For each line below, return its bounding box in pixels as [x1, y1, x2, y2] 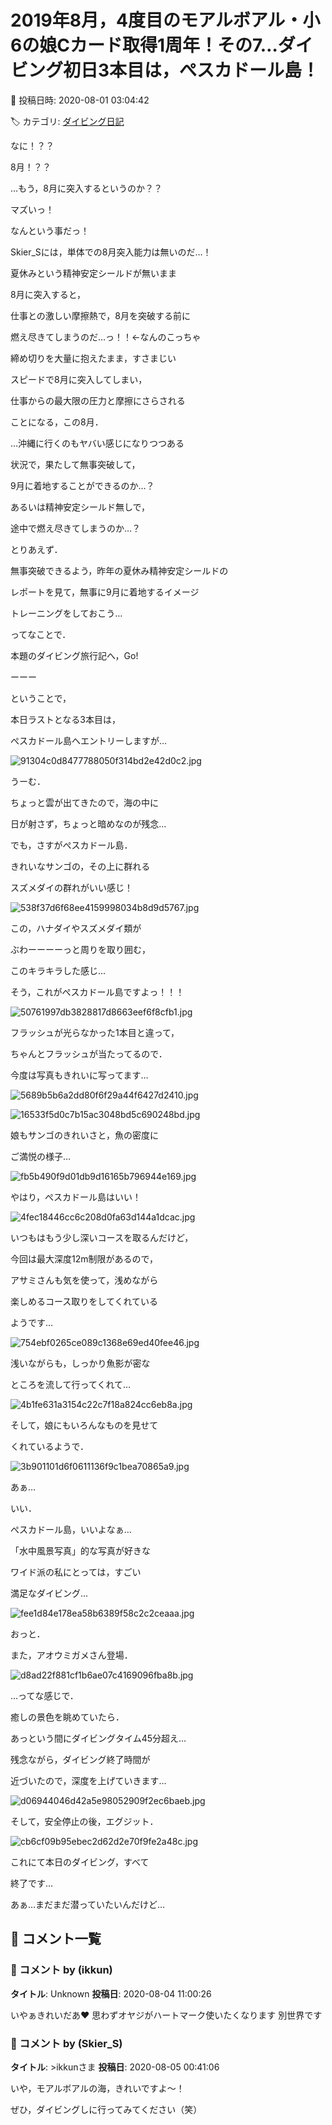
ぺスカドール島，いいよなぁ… [10, 1523, 132, 1535]
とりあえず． [10, 543, 63, 555]
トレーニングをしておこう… [10, 607, 123, 619]
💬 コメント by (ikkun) [10, 1963, 113, 1977]
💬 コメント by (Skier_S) [10, 2036, 123, 2050]
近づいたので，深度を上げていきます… [10, 1774, 167, 1786]
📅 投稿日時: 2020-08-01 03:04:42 [10, 94, 150, 106]
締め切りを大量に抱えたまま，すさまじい [10, 352, 177, 364]
